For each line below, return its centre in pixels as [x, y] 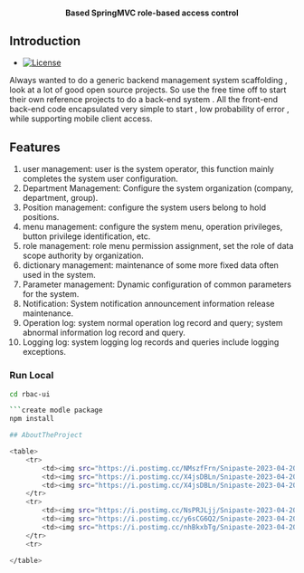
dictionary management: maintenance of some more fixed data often [150, 265]
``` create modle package [56, 411]
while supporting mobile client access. [81, 119]
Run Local [32, 376]
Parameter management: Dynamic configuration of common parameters [157, 284]
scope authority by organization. [83, 256]
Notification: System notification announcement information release [148, 304]
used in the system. [59, 275]
